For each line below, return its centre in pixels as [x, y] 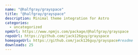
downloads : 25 [19, 45]
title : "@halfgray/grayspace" [36, 14]
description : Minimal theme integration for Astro [57, 18]
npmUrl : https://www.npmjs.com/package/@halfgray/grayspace [67, 32]
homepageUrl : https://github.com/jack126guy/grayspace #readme [69, 41]
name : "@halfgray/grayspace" [34, 9]
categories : [17, 23]
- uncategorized [26, 27]
